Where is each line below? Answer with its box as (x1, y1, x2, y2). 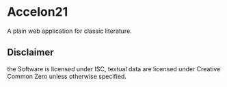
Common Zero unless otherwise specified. (7, 72, 126, 80)
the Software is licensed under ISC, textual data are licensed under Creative (7, 64, 221, 73)
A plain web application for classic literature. (7, 27, 132, 35)
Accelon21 (7, 4, 68, 20)
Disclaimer (7, 47, 54, 58)
